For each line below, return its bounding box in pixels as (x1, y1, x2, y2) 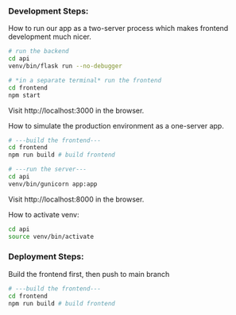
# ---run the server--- (8, 165, 87, 174)
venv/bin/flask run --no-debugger (8, 62, 123, 71)
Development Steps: (8, 6, 89, 17)
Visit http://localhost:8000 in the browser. (8, 194, 145, 204)
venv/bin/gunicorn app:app (8, 180, 98, 188)
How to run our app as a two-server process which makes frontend (8, 24, 229, 33)
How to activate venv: (8, 209, 79, 219)
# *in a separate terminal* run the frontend (8, 76, 161, 84)
